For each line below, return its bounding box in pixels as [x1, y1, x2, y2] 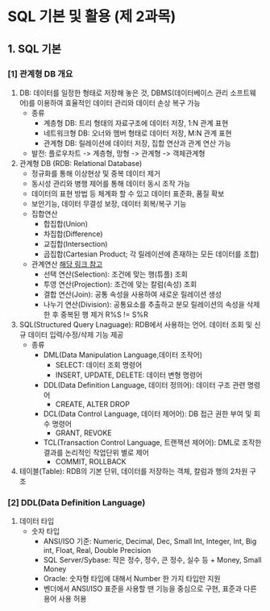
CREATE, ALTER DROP [55, 399, 131, 409]
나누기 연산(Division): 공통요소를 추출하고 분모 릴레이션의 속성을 [43, 299, 245, 309]
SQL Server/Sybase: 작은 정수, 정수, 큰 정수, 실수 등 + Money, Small [43, 555, 262, 565]
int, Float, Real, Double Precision [43, 546, 152, 555]
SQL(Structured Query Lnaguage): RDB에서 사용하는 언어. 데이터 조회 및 [19, 319, 253, 329]
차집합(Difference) [43, 229, 103, 239]
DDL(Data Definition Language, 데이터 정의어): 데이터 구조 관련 [43, 380, 246, 389]
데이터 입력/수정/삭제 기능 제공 [27, 330, 124, 339]
